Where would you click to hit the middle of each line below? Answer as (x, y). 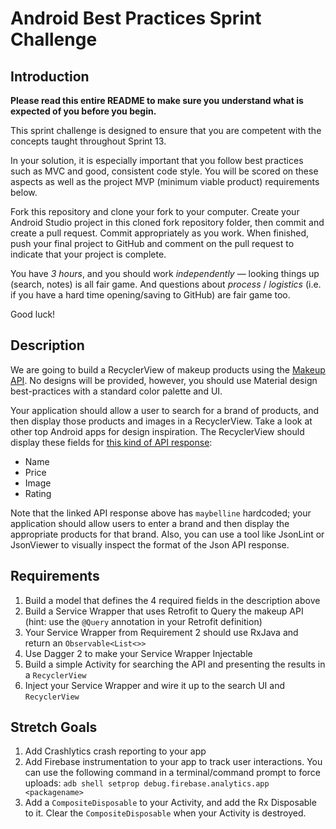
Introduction (50, 76)
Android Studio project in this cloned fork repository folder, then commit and (167, 222)
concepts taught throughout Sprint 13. (88, 141)
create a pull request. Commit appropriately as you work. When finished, (160, 233)
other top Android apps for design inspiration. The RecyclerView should (157, 431)
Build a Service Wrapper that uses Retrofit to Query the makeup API (164, 611)
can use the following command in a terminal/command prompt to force (172, 773)
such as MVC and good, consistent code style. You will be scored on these (164, 171)
